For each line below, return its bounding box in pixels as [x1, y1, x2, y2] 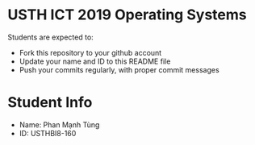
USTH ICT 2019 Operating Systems [7, 6, 247, 24]
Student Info [7, 93, 93, 112]
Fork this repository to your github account [19, 48, 162, 57]
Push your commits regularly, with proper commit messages [19, 64, 219, 74]
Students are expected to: [7, 32, 94, 42]
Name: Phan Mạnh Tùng [19, 119, 100, 130]
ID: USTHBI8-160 [19, 128, 77, 138]
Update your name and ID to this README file [19, 56, 171, 66]
